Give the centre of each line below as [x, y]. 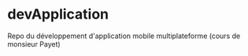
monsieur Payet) [34, 44]
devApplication [58, 14]
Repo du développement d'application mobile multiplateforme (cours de [124, 36]
